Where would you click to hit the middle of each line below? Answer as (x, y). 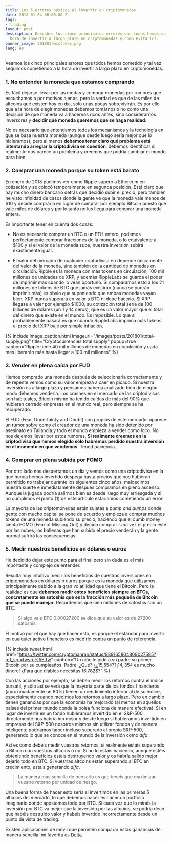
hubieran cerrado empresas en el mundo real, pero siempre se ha (74, 404)
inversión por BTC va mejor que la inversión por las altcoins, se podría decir (85, 809)
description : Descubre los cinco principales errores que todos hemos (82, 34)
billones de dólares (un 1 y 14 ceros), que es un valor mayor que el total (88, 310)
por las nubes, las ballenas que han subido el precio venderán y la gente (82, 530)
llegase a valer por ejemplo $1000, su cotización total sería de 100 (82, 304)
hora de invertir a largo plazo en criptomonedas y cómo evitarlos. (84, 39)
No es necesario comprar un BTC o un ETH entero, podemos (77, 234)
